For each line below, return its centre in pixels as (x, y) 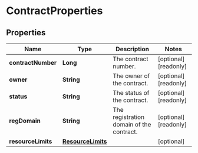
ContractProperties (55, 11)
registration (129, 117)
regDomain (25, 121)
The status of (131, 93)
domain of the (132, 124)
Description (132, 49)
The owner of (131, 76)
